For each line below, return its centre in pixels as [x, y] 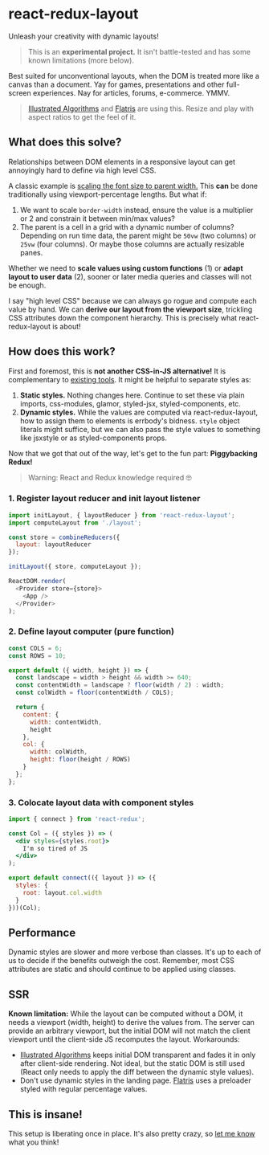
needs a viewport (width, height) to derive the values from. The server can [132, 1022]
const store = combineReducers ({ [64, 537]
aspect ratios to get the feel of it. [82, 116]
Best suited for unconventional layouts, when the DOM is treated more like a [134, 76]
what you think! [34, 1142]
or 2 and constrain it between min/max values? [97, 218]
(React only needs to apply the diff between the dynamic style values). [137, 1072]
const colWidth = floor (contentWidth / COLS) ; [95, 693]
